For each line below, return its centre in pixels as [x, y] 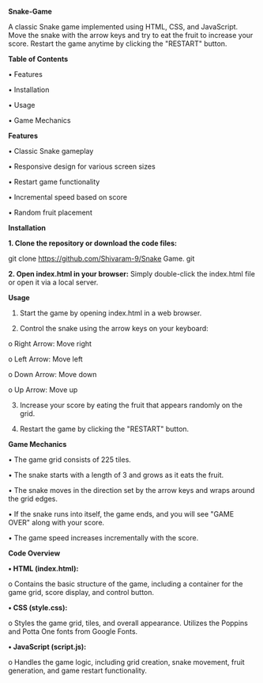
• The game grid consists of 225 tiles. [70, 460]
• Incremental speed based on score [68, 197]
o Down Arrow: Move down [53, 374]
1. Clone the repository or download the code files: [93, 243]
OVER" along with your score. [56, 523]
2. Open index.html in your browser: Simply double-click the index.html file [131, 274]
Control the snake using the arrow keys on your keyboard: [114, 328]
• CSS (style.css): [38, 608]
